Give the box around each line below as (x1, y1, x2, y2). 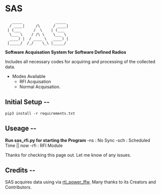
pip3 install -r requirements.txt (5, 111, 76, 116)
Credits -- (5, 166, 36, 174)
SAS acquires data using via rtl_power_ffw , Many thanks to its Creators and (5, 179, 156, 185)
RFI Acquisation (19, 78, 51, 84)
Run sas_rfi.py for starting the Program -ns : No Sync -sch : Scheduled (5, 137, 150, 143)
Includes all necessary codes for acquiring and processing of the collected (5, 58, 156, 64)
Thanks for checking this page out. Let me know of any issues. (5, 152, 131, 158)
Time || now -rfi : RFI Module (5, 143, 63, 148)
